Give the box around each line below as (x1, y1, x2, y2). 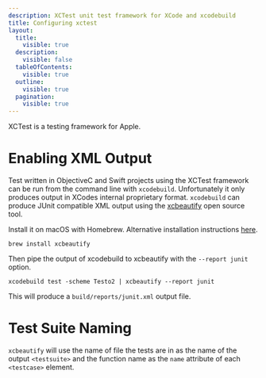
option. (8, 262, 32, 272)
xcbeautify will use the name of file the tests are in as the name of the (8, 346, 237, 355)
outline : (15, 78, 44, 86)
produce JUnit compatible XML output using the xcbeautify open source (8, 201, 245, 211)
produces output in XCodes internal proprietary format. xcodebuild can (8, 193, 241, 202)
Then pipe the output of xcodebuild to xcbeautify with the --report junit (8, 254, 249, 264)
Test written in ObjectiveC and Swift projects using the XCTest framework (8, 176, 249, 185)
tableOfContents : (15, 63, 73, 71)
